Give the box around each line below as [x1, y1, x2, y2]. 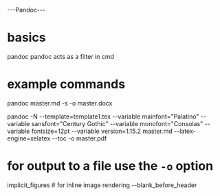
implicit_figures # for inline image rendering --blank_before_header [7, 181, 197, 189]
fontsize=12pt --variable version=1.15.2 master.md [31, 127, 173, 135]
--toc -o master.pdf [52, 134, 107, 143]
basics [7, 30, 46, 45]
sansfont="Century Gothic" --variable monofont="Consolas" [31, 119, 203, 127]
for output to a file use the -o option [7, 158, 214, 174]
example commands [7, 77, 126, 92]
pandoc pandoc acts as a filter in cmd [7, 52, 115, 60]
